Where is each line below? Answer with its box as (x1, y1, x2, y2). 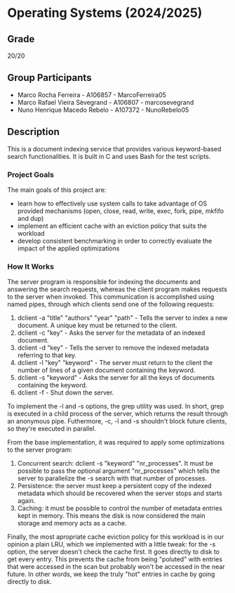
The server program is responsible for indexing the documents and (7, 278, 201, 286)
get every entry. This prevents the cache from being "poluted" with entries (7, 555, 223, 563)
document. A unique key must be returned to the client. (17, 321, 177, 330)
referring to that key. (17, 351, 77, 359)
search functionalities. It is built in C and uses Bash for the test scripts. (7, 152, 211, 160)
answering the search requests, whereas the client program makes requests (7, 285, 228, 293)
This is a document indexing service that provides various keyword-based (7, 144, 222, 153)
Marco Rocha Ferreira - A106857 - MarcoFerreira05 (17, 90, 167, 99)
